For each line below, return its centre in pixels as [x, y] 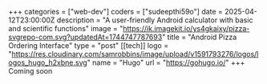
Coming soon [30, 71]
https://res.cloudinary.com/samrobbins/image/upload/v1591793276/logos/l [135, 54]
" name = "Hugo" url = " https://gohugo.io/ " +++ [166, 62]
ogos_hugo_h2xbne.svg [48, 62]
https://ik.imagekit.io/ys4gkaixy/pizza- [186, 28]
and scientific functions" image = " [66, 28]
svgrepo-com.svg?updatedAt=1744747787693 [85, 37]
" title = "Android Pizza [199, 37]
